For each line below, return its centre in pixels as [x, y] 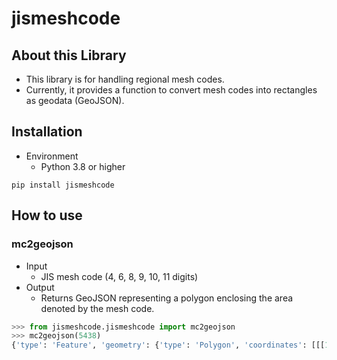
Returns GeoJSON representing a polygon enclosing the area [167, 298]
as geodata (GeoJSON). [75, 100]
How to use [47, 215]
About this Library [69, 55]
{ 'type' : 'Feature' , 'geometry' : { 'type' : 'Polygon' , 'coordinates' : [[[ [168, 345]
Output [40, 287]
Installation [47, 132]
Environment [52, 156]
